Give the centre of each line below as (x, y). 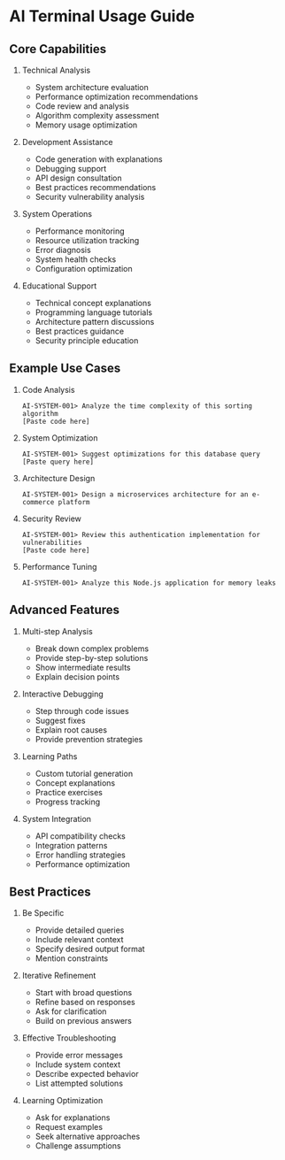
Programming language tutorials (94, 312)
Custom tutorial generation (84, 773)
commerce (38, 502)
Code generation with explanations (99, 159)
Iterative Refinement (59, 976)
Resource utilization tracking (87, 240)
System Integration (56, 818)
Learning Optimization (62, 1101)
